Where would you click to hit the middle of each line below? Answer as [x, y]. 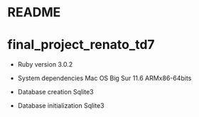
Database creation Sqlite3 [55, 92]
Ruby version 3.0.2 [45, 65]
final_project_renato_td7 [81, 45]
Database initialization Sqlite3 [61, 106]
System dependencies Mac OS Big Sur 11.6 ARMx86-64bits [104, 78]
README [34, 12]
